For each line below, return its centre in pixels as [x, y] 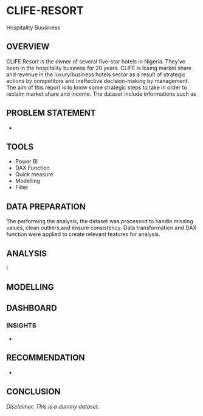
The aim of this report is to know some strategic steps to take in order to [97, 87]
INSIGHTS [21, 325]
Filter [22, 187]
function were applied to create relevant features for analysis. [83, 234]
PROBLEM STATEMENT [51, 113]
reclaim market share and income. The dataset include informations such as [101, 94]
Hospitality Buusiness [33, 27]
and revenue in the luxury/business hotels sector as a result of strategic [96, 74]
